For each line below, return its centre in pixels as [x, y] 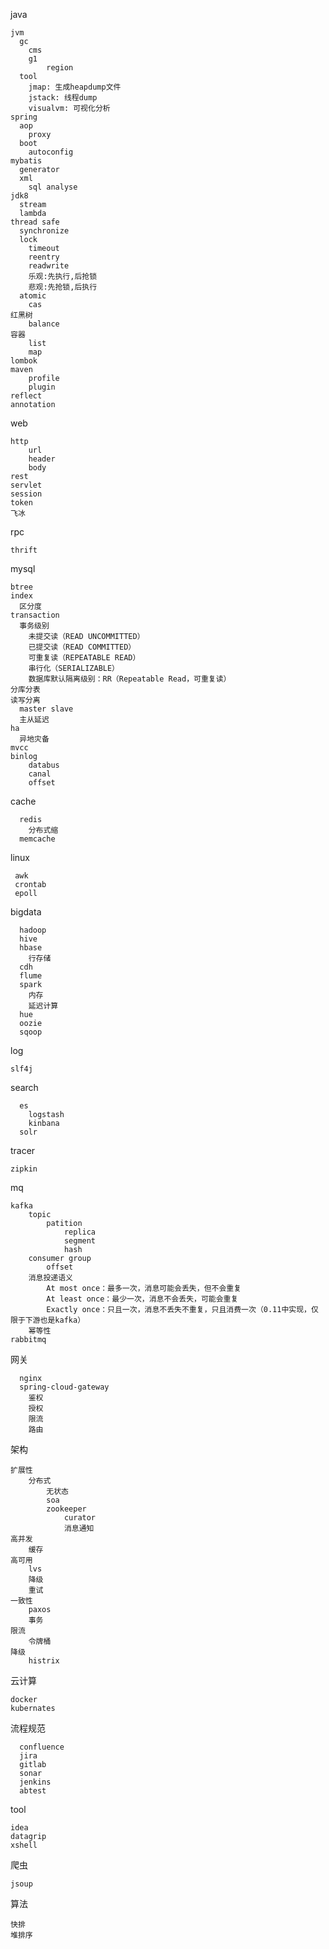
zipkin [24, 1169]
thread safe [35, 222]
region [60, 68]
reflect [26, 396]
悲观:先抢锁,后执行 [63, 287]
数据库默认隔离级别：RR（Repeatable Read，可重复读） [130, 679]
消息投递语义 [50, 1278]
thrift [24, 550]
